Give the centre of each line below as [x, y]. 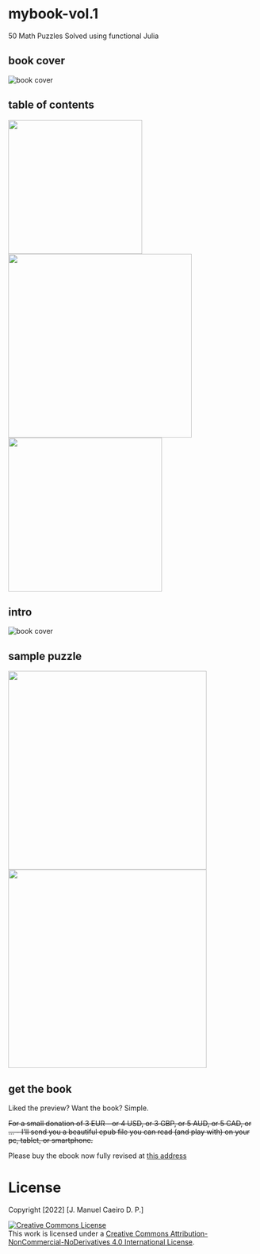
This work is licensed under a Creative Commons [88, 1233]
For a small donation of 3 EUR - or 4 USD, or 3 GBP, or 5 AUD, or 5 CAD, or [130, 1123]
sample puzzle [45, 656]
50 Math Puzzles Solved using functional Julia [84, 36]
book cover [37, 61]
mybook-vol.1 [54, 14]
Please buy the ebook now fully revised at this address [97, 1156]
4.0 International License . [153, 1242]
